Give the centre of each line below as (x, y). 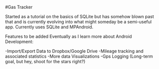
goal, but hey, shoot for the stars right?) (45, 61)
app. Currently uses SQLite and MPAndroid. (49, 27)
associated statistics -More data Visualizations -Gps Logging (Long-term (79, 56)
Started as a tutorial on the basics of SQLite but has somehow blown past (79, 16)
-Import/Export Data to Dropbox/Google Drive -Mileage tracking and (74, 51)
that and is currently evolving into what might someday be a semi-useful (78, 22)
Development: (19, 42)
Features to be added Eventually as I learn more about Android (68, 36)
